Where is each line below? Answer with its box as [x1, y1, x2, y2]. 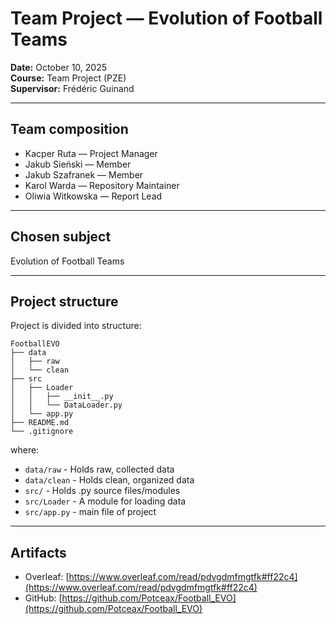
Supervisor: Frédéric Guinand [10, 82, 135, 94]
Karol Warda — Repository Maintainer [24, 179, 180, 191]
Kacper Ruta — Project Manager [24, 147, 158, 159]
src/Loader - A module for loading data [24, 495, 187, 507]
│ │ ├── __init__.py [10, 392, 114, 402]
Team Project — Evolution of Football [10, 7, 323, 30]
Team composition [10, 121, 129, 138]
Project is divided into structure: [10, 320, 142, 332]
